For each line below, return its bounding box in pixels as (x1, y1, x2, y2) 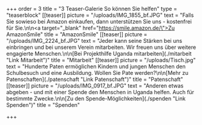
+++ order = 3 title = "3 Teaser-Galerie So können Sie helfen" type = (6, 5, 177, 12)
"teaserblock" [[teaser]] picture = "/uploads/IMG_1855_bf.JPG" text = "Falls (6, 11, 194, 19)
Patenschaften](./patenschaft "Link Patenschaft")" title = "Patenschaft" (6, 75, 183, 83)
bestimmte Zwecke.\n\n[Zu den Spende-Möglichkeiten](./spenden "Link (6, 95, 186, 102)
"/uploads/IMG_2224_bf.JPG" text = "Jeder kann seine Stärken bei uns (6, 37, 183, 44)
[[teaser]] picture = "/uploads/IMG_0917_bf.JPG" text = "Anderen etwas (6, 82, 184, 89)
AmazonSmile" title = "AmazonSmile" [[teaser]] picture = (6, 31, 148, 38)
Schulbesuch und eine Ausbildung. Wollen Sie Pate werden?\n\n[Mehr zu (6, 69, 189, 76)
